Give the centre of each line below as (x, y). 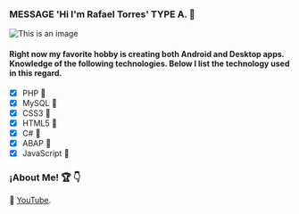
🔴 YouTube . (30, 201)
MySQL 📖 (40, 103)
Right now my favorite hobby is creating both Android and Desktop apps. (147, 53)
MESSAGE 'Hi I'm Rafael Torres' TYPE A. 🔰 (103, 14)
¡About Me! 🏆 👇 (45, 177)
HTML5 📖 (40, 123)
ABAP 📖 (37, 143)
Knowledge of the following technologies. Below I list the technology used (149, 63)
